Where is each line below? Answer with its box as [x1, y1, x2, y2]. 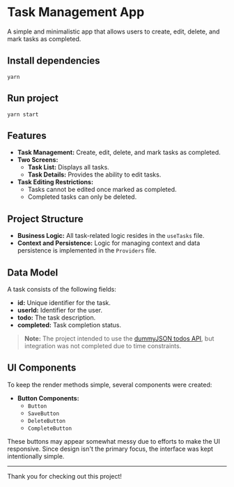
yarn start [7, 111, 39, 118]
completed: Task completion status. [17, 321, 122, 329]
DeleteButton [27, 417, 66, 424]
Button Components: [17, 394, 79, 402]
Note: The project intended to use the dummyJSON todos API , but [24, 334, 214, 343]
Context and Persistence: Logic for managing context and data [17, 239, 201, 248]
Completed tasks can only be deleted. [27, 193, 137, 201]
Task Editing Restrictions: [17, 178, 94, 186]
